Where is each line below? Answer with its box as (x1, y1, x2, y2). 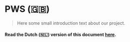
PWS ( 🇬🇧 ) (5, 3, 50, 15)
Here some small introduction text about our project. (17, 20, 125, 26)
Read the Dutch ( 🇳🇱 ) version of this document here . (5, 31, 116, 38)
